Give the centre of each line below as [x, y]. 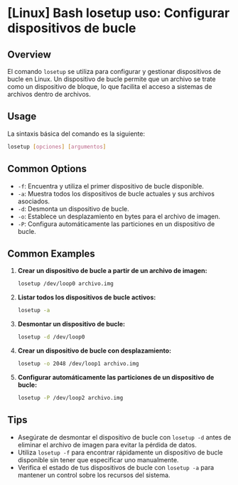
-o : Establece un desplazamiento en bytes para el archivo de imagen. [119, 216]
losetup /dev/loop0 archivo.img [65, 284]
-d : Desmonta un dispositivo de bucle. [73, 208]
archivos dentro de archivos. [49, 94]
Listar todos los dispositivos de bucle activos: [87, 297]
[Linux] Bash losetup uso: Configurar [119, 13]
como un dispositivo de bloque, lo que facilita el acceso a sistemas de [110, 86]
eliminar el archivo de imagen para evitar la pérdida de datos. [107, 444]
